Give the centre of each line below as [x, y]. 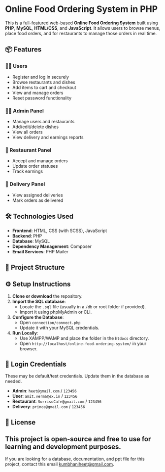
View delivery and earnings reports [48, 137]
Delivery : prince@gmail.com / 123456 [49, 407]
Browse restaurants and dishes [44, 82]
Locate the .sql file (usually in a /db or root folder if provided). [83, 307]
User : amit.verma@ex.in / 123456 [45, 396]
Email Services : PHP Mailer [40, 252]
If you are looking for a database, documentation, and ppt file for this [75, 459]
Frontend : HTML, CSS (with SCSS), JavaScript [60, 231]
